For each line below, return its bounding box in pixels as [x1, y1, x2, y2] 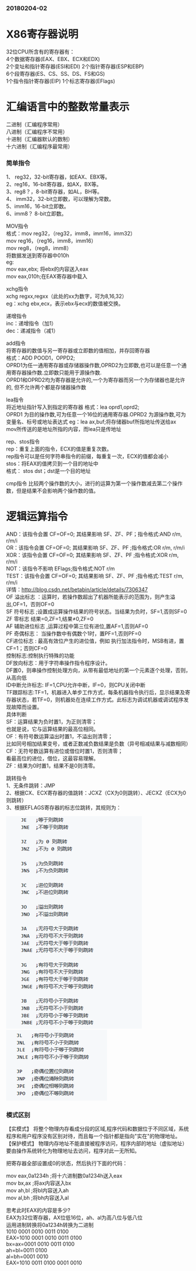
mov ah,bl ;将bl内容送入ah [6, 1187, 69, 1194]
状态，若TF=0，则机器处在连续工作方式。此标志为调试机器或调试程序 [16, 696, 184, 703]
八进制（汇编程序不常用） [6, 128, 68, 135]
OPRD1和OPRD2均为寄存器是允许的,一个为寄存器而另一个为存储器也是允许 [6, 376, 185, 384]
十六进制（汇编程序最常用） [6, 143, 73, 150]
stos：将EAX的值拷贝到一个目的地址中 [6, 460, 99, 468]
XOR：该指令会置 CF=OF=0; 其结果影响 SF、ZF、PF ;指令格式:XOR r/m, [6, 552, 179, 559]
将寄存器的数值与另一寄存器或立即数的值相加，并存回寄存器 [6, 347, 150, 354]
